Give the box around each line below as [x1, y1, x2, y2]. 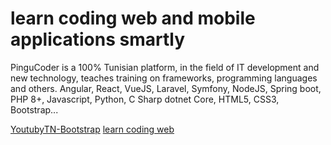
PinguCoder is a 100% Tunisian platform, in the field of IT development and [10, 61, 320, 73]
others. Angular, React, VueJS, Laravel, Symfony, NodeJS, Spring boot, [28, 82, 322, 94]
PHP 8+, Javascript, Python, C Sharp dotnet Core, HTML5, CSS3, [10, 93, 280, 105]
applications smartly [10, 28, 185, 51]
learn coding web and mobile [10, 7, 256, 30]
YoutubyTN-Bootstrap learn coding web [10, 123, 175, 135]
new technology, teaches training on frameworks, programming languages [10, 72, 318, 84]
